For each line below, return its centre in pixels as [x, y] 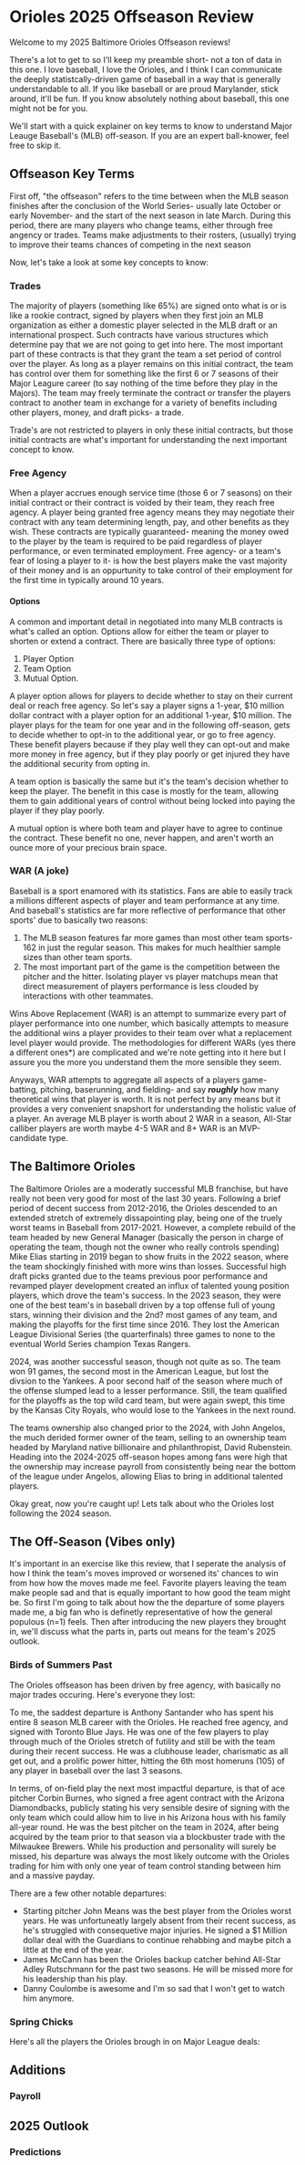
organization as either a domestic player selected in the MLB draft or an [143, 325]
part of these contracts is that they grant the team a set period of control [146, 354]
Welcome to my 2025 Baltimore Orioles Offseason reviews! [120, 42]
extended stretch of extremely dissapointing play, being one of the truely [146, 1218]
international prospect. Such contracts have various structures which [139, 335]
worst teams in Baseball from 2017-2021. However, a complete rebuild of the [152, 1227]
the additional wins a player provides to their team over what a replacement [151, 1032]
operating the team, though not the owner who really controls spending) [145, 1247]
